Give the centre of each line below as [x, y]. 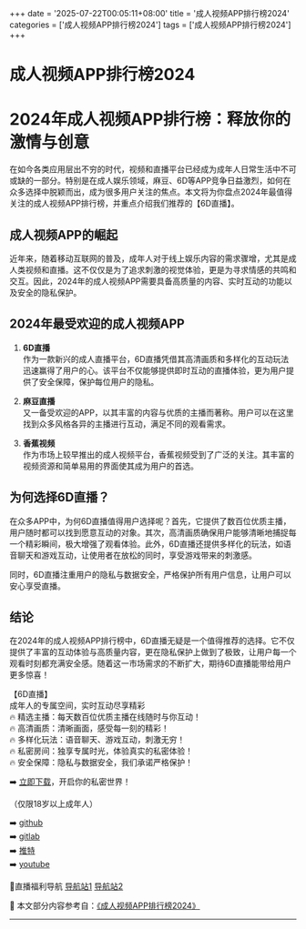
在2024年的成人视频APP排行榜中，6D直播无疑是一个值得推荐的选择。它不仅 [153, 641]
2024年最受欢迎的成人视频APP [97, 324]
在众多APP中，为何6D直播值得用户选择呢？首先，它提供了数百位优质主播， [150, 520]
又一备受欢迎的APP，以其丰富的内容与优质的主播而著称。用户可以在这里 [158, 412]
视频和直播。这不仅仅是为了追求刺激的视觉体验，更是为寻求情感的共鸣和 [161, 269]
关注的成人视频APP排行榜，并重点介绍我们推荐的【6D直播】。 [124, 204]
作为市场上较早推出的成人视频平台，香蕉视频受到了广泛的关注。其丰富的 [158, 454]
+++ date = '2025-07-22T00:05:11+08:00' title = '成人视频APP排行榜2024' [149, 13]
